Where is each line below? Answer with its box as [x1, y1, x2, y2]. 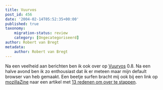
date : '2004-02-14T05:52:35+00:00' [5, 16, 79, 21]
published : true [5, 21, 39, 26]
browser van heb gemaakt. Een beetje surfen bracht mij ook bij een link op [5, 73, 158, 79]
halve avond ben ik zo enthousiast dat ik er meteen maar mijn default [5, 68, 147, 74]
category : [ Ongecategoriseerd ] [14, 35, 79, 40]
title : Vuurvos [5, 7, 37, 12]
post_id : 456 [5, 12, 32, 17]
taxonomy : [5, 26, 26, 31]
